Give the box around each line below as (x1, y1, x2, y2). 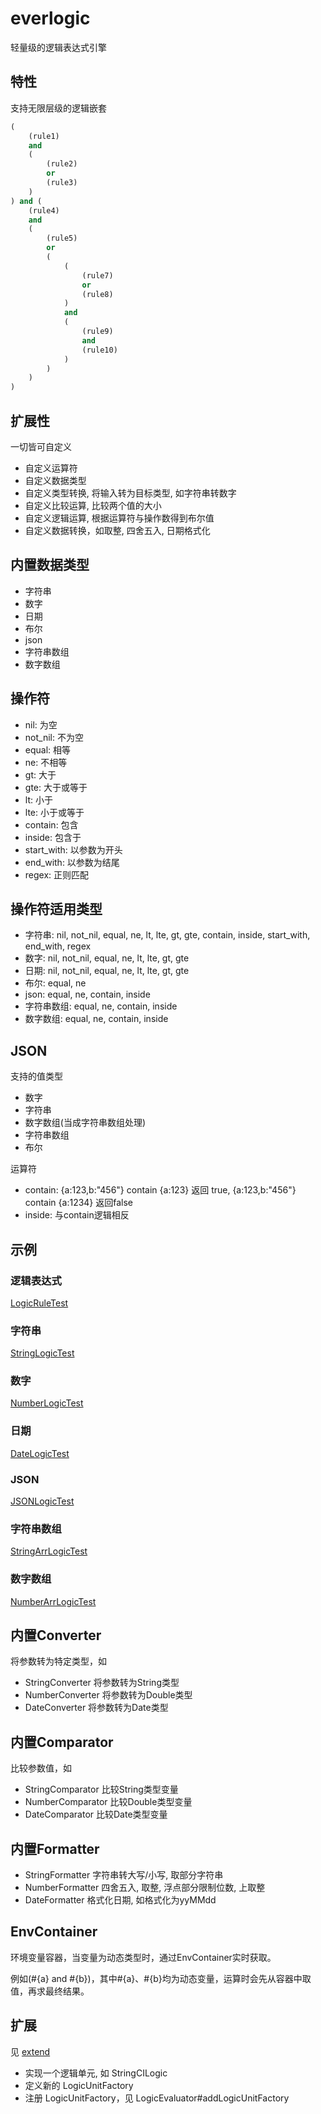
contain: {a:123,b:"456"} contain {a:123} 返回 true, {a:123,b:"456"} (24, 1184, 297, 1196)
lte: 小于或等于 (24, 806, 85, 818)
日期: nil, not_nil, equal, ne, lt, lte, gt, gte (24, 965, 190, 977)
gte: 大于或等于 (24, 781, 88, 793)
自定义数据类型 (24, 474, 87, 486)
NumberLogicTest (10, 1397, 84, 1409)
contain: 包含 (24, 818, 79, 831)
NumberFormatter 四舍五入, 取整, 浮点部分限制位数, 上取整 (24, 1882, 266, 1894)
